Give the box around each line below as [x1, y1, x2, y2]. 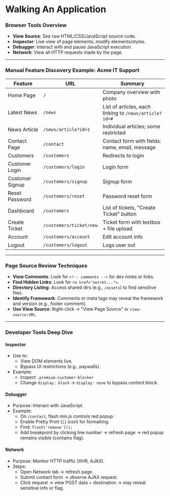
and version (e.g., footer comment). [12, 301, 87, 307]
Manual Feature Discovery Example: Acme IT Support [5, 67, 140, 74]
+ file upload [102, 225, 133, 232]
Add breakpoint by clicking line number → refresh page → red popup [20, 429, 164, 436]
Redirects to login [102, 152, 144, 159]
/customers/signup [43, 179, 88, 184]
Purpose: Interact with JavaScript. [12, 403, 84, 409]
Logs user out [102, 241, 136, 248]
